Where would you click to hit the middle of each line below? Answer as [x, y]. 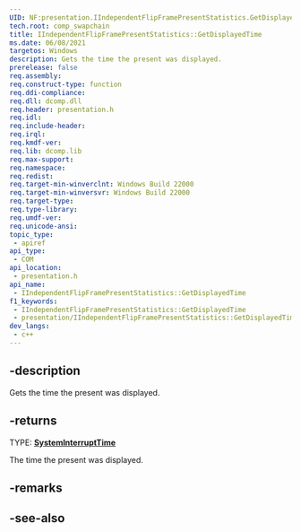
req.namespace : [38, 168]
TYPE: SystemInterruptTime [63, 442]
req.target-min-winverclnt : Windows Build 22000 [102, 185]
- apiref [30, 243]
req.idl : [26, 118]
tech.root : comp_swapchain [60, 26]
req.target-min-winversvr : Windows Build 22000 [100, 193]
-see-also [37, 518]
